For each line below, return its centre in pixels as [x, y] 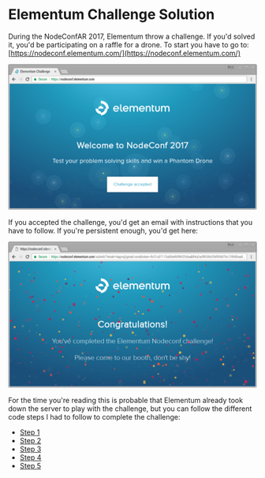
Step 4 [30, 457]
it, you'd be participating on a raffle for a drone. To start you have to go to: [129, 44]
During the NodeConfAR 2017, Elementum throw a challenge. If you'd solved [132, 36]
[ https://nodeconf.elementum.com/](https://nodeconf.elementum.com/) [124, 53]
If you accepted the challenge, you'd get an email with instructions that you [131, 222]
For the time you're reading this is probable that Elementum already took [125, 400]
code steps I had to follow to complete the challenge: [94, 416]
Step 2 [30, 440]
